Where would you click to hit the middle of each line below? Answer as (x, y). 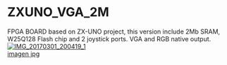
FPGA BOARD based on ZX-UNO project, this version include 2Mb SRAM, (114, 31)
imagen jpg (24, 54)
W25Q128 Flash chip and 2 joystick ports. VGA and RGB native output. (109, 38)
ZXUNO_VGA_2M (58, 12)
